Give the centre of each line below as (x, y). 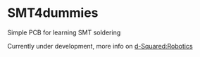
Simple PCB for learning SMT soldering (64, 32)
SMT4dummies (53, 13)
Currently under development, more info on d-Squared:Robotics (100, 46)
